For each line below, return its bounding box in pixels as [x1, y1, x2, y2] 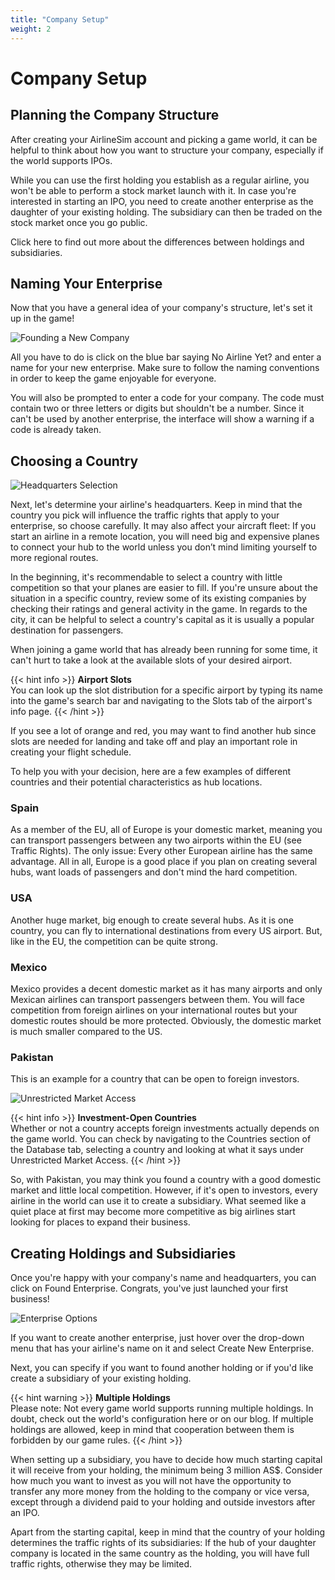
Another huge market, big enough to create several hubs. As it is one [10, 914, 294, 926]
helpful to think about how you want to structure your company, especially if [10, 144, 324, 156]
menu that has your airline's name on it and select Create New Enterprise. [10, 1342, 315, 1355]
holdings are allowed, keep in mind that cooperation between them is [10, 1424, 295, 1436]
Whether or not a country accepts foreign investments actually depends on [10, 1122, 320, 1135]
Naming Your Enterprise [10, 275, 163, 292]
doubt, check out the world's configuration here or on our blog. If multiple [10, 1413, 314, 1425]
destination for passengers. [10, 624, 124, 636]
